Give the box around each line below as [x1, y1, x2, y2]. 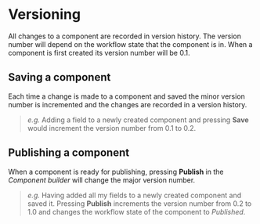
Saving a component [8, 70, 111, 84]
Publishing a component [8, 146, 130, 160]
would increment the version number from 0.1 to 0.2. [27, 123, 197, 132]
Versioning [8, 5, 81, 23]
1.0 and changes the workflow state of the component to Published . [27, 207, 246, 216]
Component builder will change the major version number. [8, 175, 196, 185]
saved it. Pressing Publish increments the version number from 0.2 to [27, 198, 252, 208]
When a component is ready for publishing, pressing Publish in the [8, 167, 224, 176]
